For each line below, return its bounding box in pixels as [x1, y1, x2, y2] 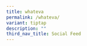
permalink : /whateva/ [6, 14, 60, 20]
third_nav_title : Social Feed [6, 31, 82, 37]
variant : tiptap [6, 20, 46, 26]
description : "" [6, 25, 46, 32]
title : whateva [6, 8, 44, 15]
